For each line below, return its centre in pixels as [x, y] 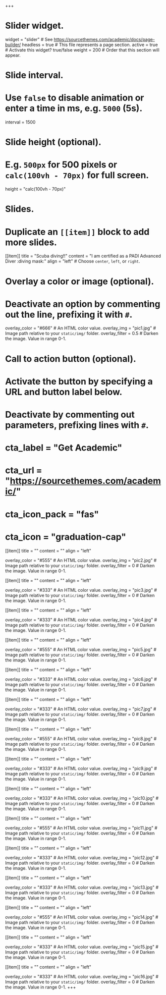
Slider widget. [34, 26]
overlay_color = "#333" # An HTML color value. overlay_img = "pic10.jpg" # [82, 798]
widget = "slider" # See [29, 39]
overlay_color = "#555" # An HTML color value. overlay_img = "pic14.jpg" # [82, 917]
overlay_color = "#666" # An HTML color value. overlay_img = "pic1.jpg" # [81, 328]
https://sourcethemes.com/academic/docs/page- [104, 39]
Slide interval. [34, 75]
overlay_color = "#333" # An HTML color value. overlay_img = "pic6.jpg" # [81, 679]
